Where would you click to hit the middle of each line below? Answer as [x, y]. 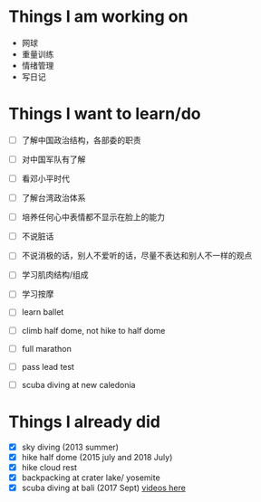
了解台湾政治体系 [53, 198]
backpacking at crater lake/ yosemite [91, 478]
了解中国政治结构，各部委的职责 [81, 140]
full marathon [46, 348]
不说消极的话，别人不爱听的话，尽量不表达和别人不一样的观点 [137, 256]
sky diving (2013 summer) [70, 447]
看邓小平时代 [45, 179]
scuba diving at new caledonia [78, 384]
